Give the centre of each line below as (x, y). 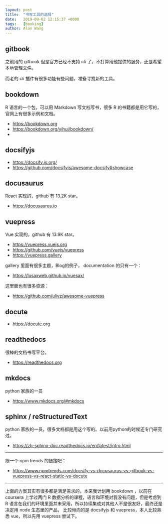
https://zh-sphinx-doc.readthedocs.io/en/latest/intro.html (71, 446)
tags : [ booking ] (24, 24)
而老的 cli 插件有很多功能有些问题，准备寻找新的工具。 (61, 78)
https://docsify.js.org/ (35, 162)
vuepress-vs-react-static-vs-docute (50, 476)
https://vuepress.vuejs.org (40, 244)
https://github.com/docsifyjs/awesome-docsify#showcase (73, 167)
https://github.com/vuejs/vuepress (48, 250)
